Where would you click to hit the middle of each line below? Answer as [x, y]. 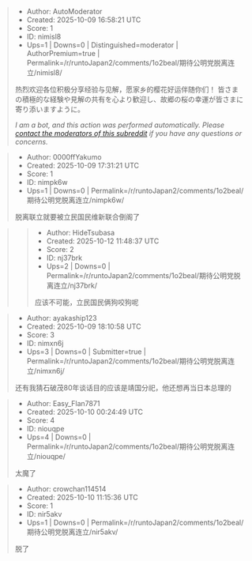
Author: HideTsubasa [81, 233]
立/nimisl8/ [44, 73]
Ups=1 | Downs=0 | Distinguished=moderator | [102, 45]
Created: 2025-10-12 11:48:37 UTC [103, 241]
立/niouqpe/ [46, 456]
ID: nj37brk [64, 258]
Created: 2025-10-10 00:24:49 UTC [85, 412]
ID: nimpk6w [47, 182]
